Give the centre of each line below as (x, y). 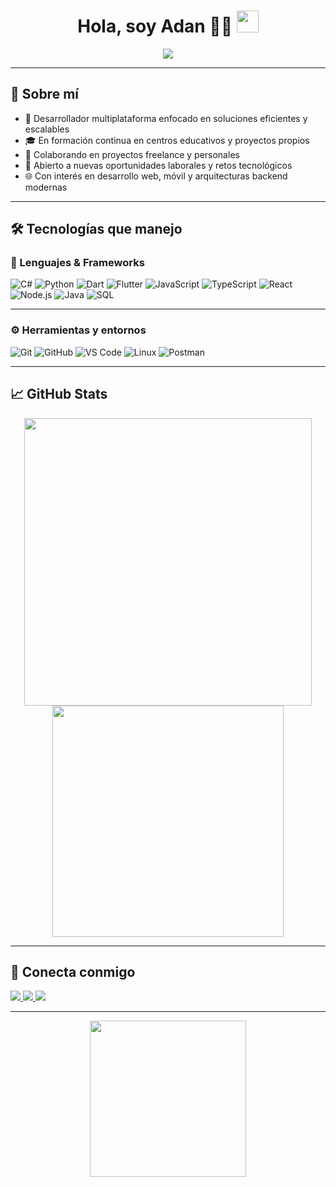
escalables (47, 129)
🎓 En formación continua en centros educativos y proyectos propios (167, 140)
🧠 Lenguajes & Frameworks (77, 263)
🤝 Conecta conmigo (73, 971)
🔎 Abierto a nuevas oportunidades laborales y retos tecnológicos (158, 165)
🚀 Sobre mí (44, 94)
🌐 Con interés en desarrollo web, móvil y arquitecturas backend (156, 176)
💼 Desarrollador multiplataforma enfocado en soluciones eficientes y (166, 118)
